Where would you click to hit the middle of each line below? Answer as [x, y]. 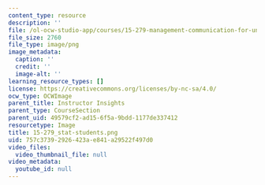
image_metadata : [35, 52]
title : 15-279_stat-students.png [63, 132]
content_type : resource [47, 15]
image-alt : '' [38, 74]
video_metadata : [35, 162]
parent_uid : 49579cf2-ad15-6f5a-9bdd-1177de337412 [93, 118]
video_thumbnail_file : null [62, 154]
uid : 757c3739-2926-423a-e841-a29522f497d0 [81, 140]
